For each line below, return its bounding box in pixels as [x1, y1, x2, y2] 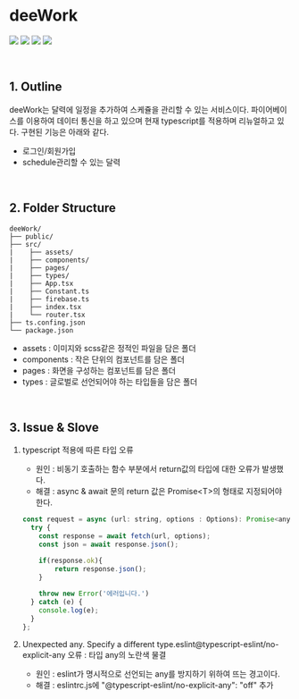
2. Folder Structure [9, 200, 116, 215]
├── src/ [9, 240, 42, 248]
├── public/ [9, 232, 54, 241]
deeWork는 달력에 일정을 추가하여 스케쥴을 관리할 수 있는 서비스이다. [9, 104, 250, 114]
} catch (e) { [30, 598, 83, 607]
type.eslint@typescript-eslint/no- [156, 638, 279, 649]
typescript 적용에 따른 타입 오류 [21, 444, 134, 456]
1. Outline [9, 80, 62, 95]
